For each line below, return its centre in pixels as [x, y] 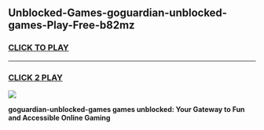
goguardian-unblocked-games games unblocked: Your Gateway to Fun [126, 109]
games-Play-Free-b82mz [71, 26]
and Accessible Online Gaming [59, 117]
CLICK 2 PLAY [35, 77]
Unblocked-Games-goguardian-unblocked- [118, 13]
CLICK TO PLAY [38, 48]
